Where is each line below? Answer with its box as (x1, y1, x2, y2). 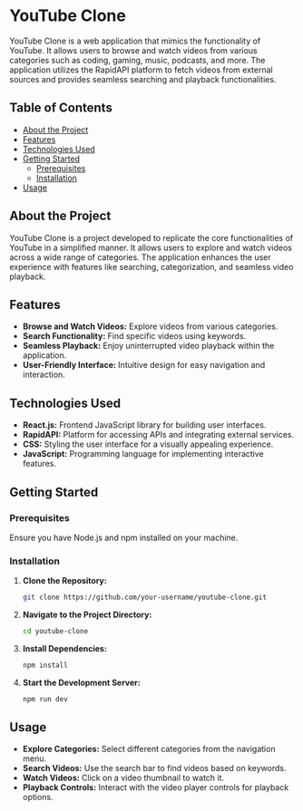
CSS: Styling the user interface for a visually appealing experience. (22, 439, 274, 449)
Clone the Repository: (22, 575, 107, 586)
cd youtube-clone (22, 627, 89, 636)
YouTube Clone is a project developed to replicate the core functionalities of (9, 232, 293, 243)
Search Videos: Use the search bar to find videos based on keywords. (22, 763, 287, 774)
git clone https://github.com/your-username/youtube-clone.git (22, 593, 268, 603)
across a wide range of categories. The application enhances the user (9, 251, 271, 263)
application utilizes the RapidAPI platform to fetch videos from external (9, 64, 274, 75)
